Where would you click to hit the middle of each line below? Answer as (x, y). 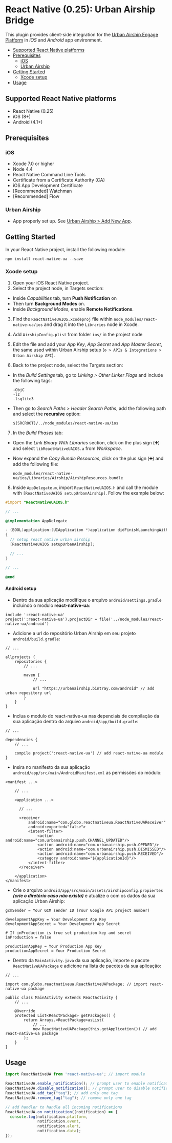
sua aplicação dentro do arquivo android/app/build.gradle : (76, 721)
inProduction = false (28, 937)
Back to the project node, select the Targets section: (68, 365)
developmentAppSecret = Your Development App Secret (63, 924)
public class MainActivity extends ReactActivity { (61, 997)
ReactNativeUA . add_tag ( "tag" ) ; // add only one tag (61, 1093)
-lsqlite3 (23, 399)
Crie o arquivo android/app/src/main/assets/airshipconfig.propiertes (88, 890)
